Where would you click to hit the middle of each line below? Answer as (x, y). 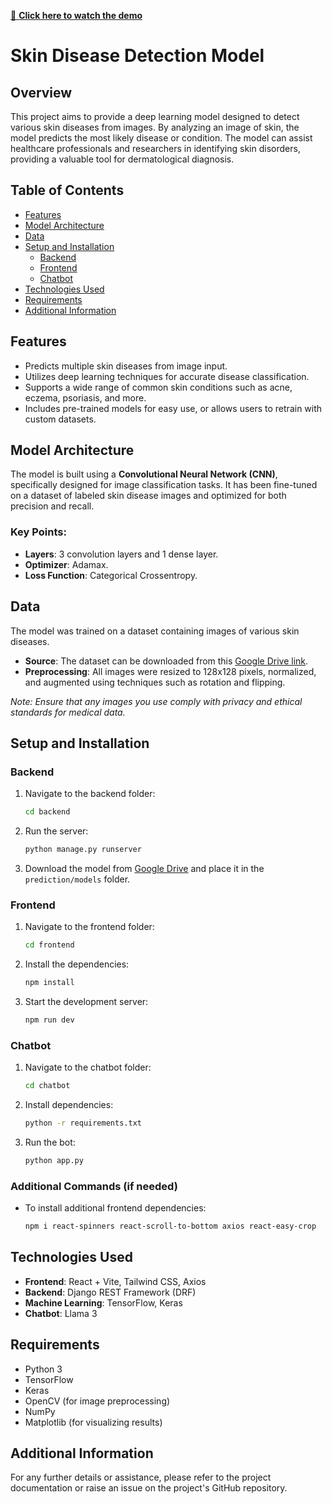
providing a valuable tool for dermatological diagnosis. (122, 159)
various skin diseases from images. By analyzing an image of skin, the (155, 127)
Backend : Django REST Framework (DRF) (110, 1292)
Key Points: (38, 532)
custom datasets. (60, 419)
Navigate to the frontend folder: (89, 927)
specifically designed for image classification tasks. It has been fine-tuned (164, 485)
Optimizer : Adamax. (66, 564)
